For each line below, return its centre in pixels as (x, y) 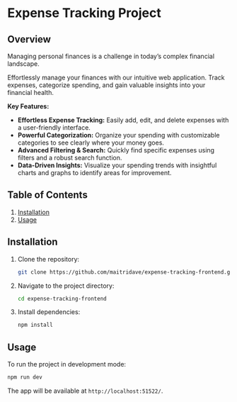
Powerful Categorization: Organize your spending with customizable (118, 135)
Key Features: (28, 106)
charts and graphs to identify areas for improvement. (94, 173)
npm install (35, 325)
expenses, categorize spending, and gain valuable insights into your (106, 85)
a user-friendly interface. (54, 128)
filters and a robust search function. (70, 158)
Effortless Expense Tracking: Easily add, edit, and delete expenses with (123, 120)
